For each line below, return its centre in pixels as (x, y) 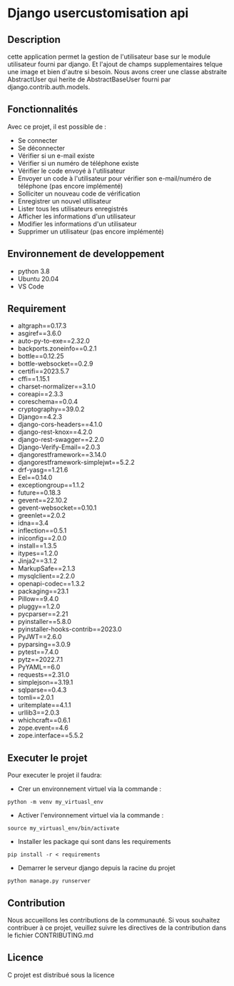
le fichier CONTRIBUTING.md (51, 935)
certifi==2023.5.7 (44, 371)
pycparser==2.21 (43, 614)
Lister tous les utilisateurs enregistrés (73, 208)
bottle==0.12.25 (41, 356)
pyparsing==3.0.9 (44, 645)
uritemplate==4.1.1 (44, 705)
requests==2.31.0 (44, 675)
